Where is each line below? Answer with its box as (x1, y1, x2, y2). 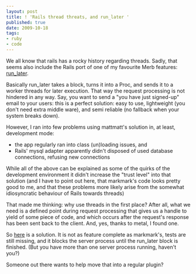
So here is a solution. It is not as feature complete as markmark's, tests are (6, 231, 186, 238)
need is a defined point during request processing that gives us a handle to (6, 207, 187, 214)
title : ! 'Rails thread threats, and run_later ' (6, 14, 130, 20)
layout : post (6, 8, 38, 15)
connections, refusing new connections (14, 153, 110, 160)
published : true (6, 19, 46, 25)
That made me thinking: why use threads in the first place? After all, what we (6, 201, 191, 208)
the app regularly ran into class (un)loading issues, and (14, 141, 147, 148)
